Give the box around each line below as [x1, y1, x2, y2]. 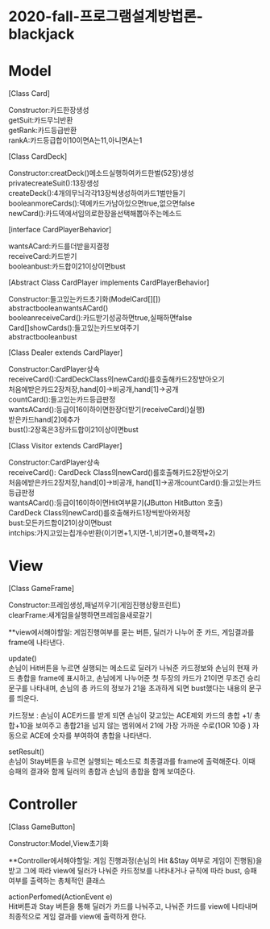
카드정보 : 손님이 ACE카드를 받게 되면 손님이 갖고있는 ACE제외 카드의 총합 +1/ [8, 710, 252, 720]
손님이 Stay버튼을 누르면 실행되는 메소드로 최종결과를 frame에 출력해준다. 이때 [8, 756, 255, 766]
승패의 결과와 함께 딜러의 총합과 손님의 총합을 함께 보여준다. [8, 767, 196, 777]
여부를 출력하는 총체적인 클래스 [8, 876, 106, 885]
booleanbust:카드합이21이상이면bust [8, 261, 127, 271]
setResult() [8, 747, 45, 756]
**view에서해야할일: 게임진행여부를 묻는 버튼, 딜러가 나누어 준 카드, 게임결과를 [8, 627, 255, 637]
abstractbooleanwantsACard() [8, 303, 109, 313]
